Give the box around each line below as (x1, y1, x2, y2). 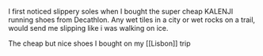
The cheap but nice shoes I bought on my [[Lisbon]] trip (8, 39, 192, 48)
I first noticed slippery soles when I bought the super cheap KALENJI (8, 7, 234, 16)
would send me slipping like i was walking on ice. (8, 24, 169, 32)
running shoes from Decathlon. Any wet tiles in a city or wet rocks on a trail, (8, 15, 256, 24)
